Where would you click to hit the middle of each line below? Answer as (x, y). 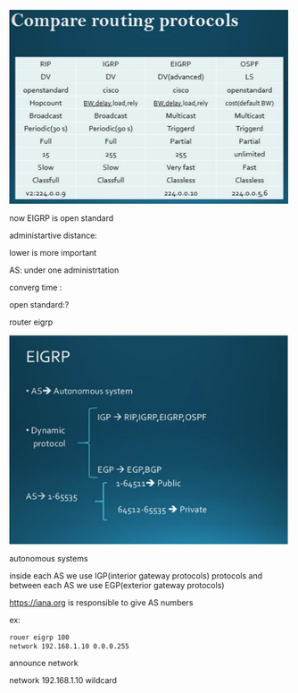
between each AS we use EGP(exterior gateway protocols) (117, 585)
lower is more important (53, 253)
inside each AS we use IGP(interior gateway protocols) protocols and (136, 575)
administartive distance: (54, 236)
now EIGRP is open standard (62, 218)
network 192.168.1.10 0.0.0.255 (69, 646)
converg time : (36, 288)
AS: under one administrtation (64, 270)
